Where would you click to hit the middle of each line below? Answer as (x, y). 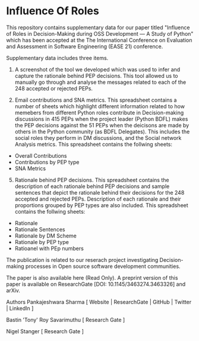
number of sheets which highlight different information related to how (100, 106)
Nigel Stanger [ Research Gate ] (45, 331)
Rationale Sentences (40, 229)
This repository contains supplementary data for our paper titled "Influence (98, 27)
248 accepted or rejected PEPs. (54, 88)
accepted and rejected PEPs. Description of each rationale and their (98, 199)
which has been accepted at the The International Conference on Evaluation (99, 40)
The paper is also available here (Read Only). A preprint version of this (92, 277)
